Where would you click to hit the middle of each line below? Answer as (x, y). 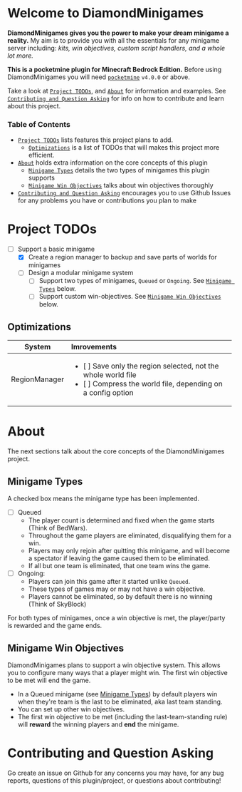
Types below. (57, 289)
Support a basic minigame (56, 249)
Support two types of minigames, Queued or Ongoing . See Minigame (135, 281)
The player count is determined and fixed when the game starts (121, 520)
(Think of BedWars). (58, 528)
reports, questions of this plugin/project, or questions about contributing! (114, 780)
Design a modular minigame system (81, 273)
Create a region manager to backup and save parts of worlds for (122, 257)
